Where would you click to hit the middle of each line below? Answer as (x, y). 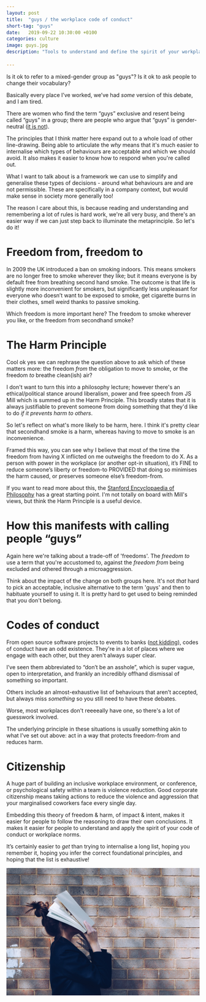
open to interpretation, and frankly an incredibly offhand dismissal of (93, 674)
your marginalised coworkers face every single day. (71, 803)
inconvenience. (26, 438)
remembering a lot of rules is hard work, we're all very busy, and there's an (101, 214)
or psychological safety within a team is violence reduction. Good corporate (102, 790)
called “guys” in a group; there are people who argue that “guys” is (91, 120)
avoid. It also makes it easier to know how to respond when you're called (98, 158)
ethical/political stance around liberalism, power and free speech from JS (99, 394)
